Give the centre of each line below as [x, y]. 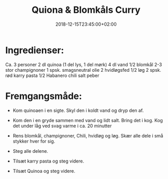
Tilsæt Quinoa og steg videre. [44, 171]
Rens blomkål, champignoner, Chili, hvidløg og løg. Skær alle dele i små [88, 135]
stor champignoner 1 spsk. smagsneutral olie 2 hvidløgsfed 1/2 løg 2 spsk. [83, 70]
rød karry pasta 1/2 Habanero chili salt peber [52, 75]
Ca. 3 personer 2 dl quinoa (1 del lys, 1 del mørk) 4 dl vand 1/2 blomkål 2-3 [84, 64]
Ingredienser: [35, 50]
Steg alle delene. [30, 151]
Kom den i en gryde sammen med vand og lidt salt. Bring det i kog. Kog [88, 120]
